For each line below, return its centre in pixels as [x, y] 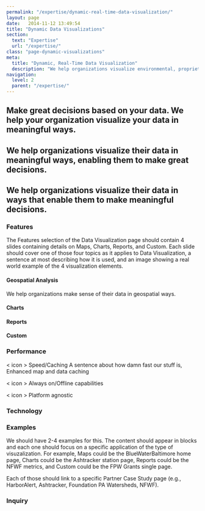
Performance [27, 351]
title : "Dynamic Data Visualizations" [56, 29]
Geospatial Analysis [32, 280]
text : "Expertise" [35, 40]
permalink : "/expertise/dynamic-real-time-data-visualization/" [90, 12]
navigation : [21, 75]
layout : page [23, 18]
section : [17, 35]
